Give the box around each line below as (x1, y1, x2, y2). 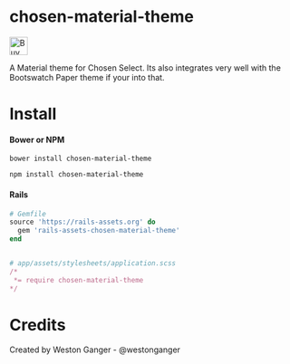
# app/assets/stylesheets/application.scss (9, 259, 177, 268)
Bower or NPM (9, 134, 65, 145)
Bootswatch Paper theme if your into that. (9, 72, 165, 82)
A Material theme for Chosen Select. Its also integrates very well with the (9, 62, 281, 73)
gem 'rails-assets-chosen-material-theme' (17, 226, 180, 235)
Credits (9, 314, 66, 335)
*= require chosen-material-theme (13, 275, 144, 284)
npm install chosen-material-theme (9, 170, 144, 179)
